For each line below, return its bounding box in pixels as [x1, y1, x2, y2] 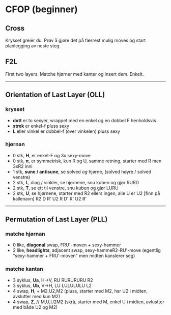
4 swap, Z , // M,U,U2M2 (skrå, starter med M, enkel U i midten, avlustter [12, 299, 164, 305]
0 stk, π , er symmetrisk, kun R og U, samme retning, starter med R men [12, 158, 162, 164]
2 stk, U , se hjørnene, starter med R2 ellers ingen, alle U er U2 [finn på [12, 190, 160, 196]
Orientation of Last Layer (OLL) [5, 91, 105, 99]
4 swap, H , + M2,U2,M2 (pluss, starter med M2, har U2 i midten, [12, 288, 148, 294]
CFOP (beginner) [5, 4, 78, 15]
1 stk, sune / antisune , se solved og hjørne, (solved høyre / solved [12, 168, 152, 175]
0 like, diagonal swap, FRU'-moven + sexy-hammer [12, 242, 121, 248]
